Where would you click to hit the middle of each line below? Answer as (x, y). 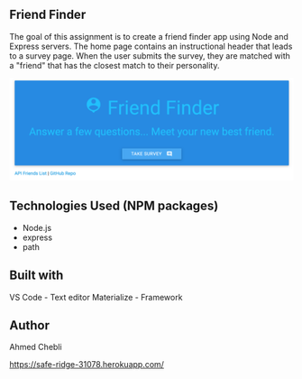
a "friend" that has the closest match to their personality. (114, 65)
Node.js (37, 227)
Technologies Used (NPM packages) (114, 206)
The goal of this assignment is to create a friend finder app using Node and (149, 36)
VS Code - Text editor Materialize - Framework (96, 297)
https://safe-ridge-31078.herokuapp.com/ (87, 365)
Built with (37, 276)
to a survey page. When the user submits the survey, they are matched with (150, 55)
